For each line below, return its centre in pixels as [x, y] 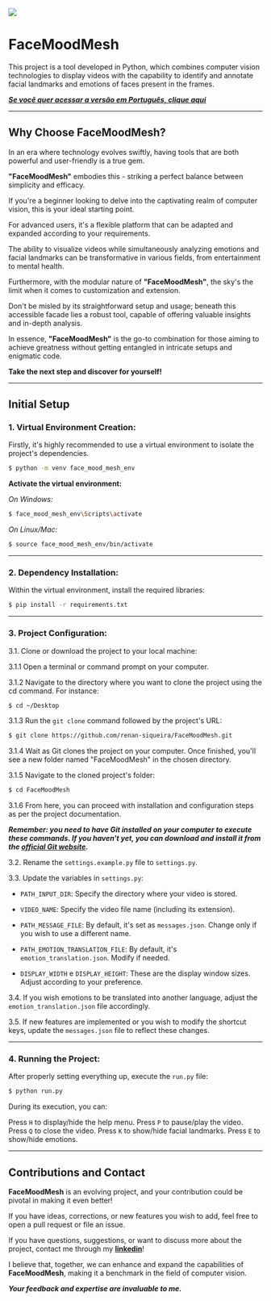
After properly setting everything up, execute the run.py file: [108, 1077]
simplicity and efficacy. [47, 185]
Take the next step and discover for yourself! [85, 371]
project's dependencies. [49, 454]
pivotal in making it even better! [60, 1201]
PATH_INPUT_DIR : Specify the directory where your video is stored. [129, 894]
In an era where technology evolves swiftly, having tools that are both [124, 152]
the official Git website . [48, 847]
